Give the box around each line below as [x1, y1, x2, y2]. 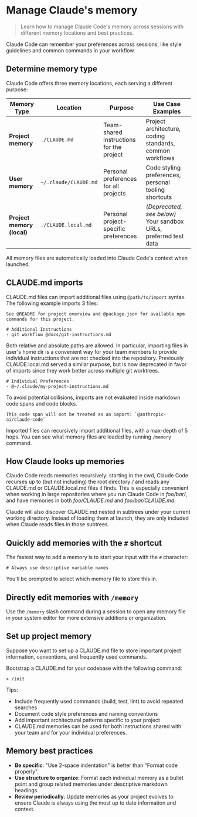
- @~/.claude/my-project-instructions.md [6, 383, 109, 389]
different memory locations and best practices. [20, 29, 134, 36]
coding [145, 132, 165, 140]
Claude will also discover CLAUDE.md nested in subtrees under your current [6, 509, 191, 516]
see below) [145, 210, 176, 218]
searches [14, 704, 38, 711]
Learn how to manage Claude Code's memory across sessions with [20, 23, 184, 30]
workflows [145, 154, 175, 162]
